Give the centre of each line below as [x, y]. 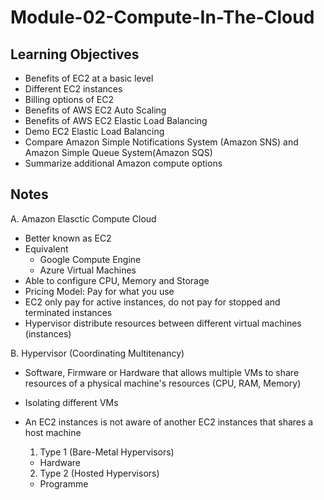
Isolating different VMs [71, 402]
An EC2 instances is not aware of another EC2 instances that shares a [169, 422]
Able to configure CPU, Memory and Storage [117, 280]
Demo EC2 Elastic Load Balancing [94, 131]
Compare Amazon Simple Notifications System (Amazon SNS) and [161, 142]
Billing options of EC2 [69, 99]
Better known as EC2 [68, 238]
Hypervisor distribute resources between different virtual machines [163, 323]
